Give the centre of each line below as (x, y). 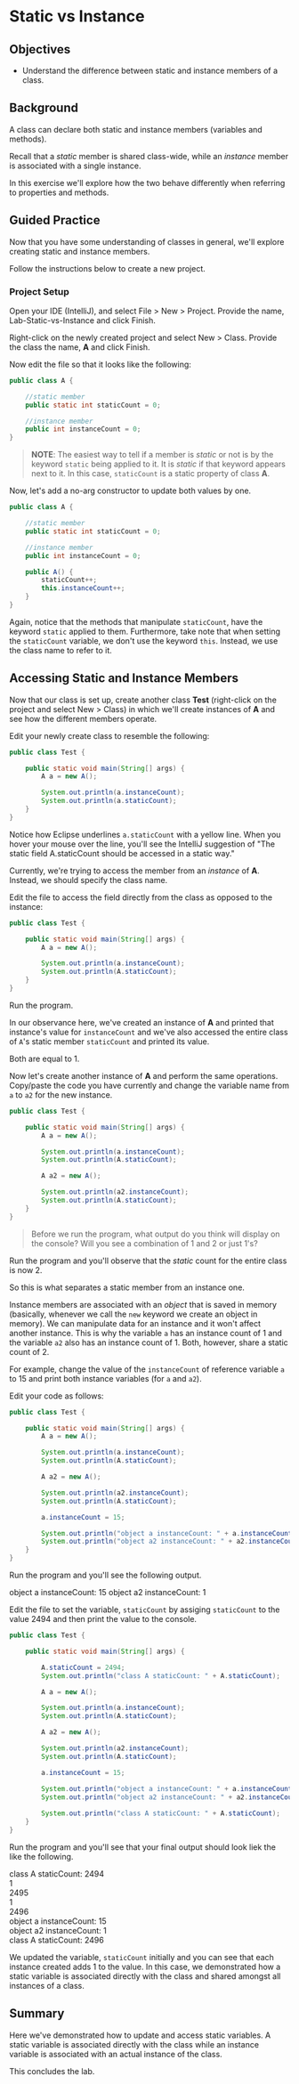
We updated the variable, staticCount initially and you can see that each (141, 1957)
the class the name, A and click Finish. (80, 347)
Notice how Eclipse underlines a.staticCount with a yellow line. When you (145, 834)
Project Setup (39, 291)
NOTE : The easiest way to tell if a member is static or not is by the (152, 455)
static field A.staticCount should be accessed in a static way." (122, 853)
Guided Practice (55, 220)
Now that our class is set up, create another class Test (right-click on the (143, 700)
